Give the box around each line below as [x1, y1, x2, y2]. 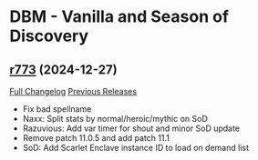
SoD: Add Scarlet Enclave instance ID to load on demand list [22, 143, 249, 153]
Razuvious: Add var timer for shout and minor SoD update [22, 123, 240, 134]
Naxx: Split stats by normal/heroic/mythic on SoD [22, 114, 208, 124]
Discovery [9, 25, 89, 46]
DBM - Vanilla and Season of [9, 6, 230, 27]
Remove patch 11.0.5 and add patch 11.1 [22, 133, 170, 143]
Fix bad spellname [22, 104, 92, 115]
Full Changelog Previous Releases [9, 86, 138, 96]
